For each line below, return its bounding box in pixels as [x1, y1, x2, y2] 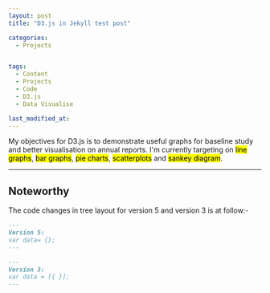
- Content [15, 70, 48, 79]
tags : [8, 63, 27, 71]
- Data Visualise [15, 100, 74, 108]
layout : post [8, 11, 52, 20]
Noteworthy [8, 184, 70, 197]
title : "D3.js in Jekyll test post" [8, 19, 131, 27]
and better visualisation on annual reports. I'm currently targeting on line [8, 145, 247, 155]
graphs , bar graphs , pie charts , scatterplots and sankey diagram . [8, 153, 223, 163]
